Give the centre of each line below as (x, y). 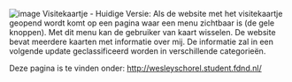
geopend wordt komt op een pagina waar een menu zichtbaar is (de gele (142, 23)
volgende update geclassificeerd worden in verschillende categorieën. (138, 51)
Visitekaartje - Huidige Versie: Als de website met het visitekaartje (163, 14)
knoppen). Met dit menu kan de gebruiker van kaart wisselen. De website (142, 32)
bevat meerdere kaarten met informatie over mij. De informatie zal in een (142, 41)
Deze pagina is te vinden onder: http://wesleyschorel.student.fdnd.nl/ (136, 68)
